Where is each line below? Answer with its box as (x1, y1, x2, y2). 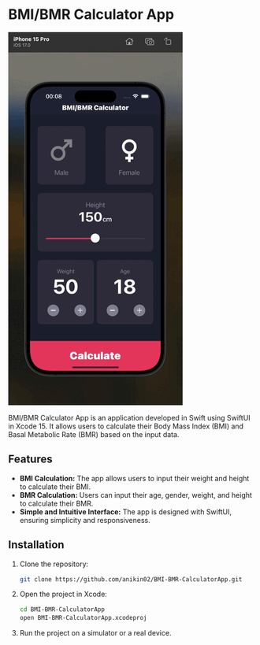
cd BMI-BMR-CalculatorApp (19, 606, 105, 613)
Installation (8, 538, 65, 552)
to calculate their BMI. (19, 482, 91, 491)
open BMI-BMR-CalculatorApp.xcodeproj (19, 614, 147, 622)
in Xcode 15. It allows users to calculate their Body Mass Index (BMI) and (8, 421, 244, 431)
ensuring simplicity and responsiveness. (19, 515, 151, 525)
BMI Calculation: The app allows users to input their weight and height (19, 473, 250, 483)
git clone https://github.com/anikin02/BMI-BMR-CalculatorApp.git (19, 575, 243, 584)
